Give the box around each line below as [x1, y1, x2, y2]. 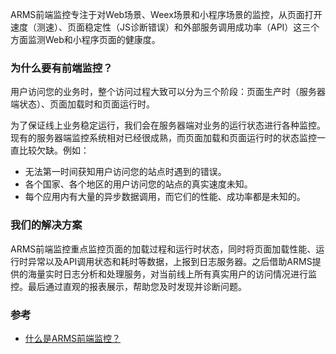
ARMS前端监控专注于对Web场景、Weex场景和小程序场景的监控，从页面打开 [10, 9, 323, 20]
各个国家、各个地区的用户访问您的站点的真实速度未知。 [24, 178, 253, 190]
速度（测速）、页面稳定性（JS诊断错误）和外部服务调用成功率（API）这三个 [10, 21, 320, 33]
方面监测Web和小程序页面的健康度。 [10, 34, 161, 45]
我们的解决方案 [10, 218, 83, 232]
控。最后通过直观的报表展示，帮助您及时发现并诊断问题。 [10, 280, 247, 292]
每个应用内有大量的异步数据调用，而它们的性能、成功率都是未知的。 [24, 191, 306, 203]
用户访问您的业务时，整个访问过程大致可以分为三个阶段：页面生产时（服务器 [10, 86, 326, 98]
